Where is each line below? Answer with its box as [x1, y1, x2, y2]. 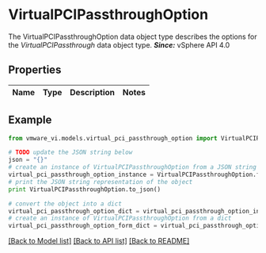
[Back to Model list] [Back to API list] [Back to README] [8, 236, 190, 246]
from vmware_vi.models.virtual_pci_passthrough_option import [8, 134, 218, 142]
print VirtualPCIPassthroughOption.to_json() [8, 185, 161, 194]
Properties [8, 63, 62, 77]
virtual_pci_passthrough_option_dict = [8, 207, 140, 215]
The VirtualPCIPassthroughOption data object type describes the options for [8, 32, 257, 41]
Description [70, 86, 115, 98]
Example [8, 113, 52, 127]
